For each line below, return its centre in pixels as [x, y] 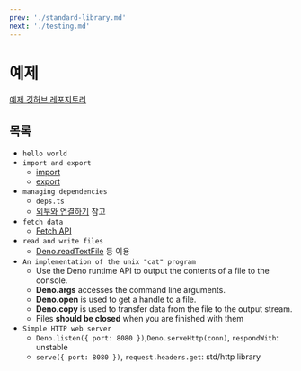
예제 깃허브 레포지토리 [48, 100]
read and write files [62, 242]
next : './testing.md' [50, 26]
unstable [52, 348]
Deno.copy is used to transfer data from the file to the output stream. [164, 309]
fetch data [43, 222]
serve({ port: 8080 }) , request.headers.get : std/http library [148, 357]
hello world [44, 154]
